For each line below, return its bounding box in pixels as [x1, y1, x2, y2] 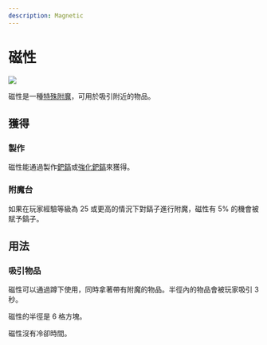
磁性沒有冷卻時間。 [8, 328, 72, 339]
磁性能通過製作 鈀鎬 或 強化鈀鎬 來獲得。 [8, 163, 134, 172]
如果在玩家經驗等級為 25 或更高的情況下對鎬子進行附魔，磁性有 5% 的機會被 [8, 204, 259, 214]
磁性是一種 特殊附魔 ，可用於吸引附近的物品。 [8, 91, 155, 100]
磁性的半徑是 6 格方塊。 [8, 312, 87, 321]
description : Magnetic [8, 11, 84, 20]
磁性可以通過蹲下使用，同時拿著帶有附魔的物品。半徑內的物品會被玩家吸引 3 [8, 284, 259, 295]
